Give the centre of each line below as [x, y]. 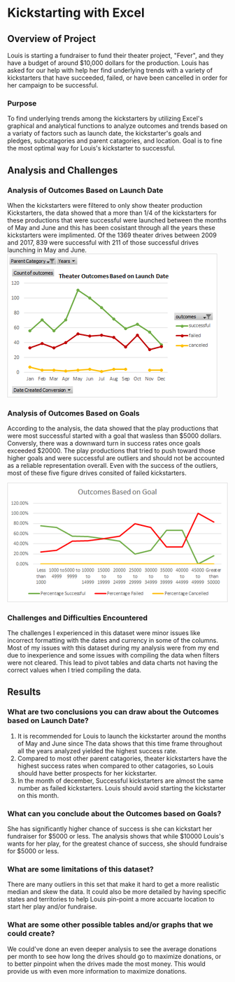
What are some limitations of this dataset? [80, 869]
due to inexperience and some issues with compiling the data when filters [113, 655]
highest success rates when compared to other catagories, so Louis [115, 766]
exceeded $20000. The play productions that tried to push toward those [111, 451]
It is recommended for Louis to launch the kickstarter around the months [122, 736]
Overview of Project [52, 39]
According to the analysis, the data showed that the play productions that [113, 429]
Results [24, 692]
